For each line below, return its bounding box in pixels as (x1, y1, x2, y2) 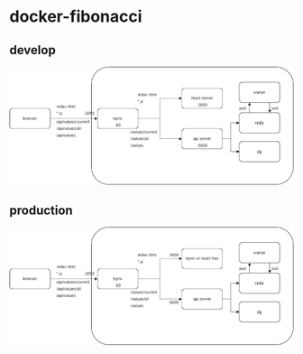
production (9, 202, 74, 218)
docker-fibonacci (9, 6, 142, 27)
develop (9, 42, 56, 58)
